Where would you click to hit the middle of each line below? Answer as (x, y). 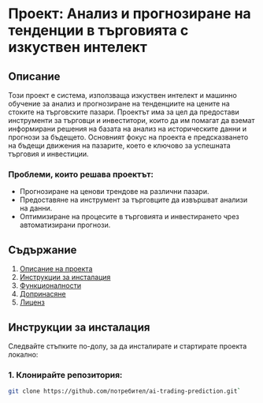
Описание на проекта (56, 269)
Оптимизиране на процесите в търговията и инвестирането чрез (129, 217)
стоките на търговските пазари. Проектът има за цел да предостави (124, 112)
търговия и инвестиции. (48, 154)
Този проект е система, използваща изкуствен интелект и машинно (123, 95)
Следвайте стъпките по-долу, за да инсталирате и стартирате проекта (128, 346)
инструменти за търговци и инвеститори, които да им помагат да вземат (131, 120)
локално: (23, 354)
